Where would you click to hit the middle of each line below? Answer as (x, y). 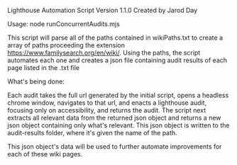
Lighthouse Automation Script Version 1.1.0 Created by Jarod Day (103, 10)
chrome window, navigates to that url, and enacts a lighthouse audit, (107, 103)
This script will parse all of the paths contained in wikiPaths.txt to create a (115, 38)
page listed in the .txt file (44, 68)
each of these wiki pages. (45, 154)
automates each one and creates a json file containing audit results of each (117, 60)
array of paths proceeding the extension (66, 45)
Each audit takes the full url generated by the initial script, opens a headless (118, 95)
